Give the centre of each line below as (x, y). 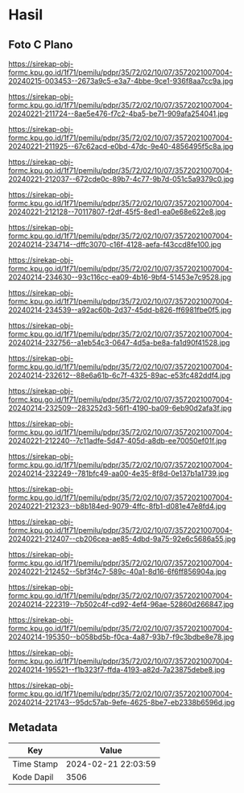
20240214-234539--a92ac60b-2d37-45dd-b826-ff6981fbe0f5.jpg (120, 310)
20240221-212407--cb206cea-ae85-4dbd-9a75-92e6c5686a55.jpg (122, 539)
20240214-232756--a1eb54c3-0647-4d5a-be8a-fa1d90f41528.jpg (119, 343)
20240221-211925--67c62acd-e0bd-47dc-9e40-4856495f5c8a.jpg (121, 146)
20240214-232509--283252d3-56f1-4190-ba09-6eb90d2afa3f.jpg (120, 408)
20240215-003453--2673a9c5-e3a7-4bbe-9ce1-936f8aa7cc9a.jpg (121, 81)
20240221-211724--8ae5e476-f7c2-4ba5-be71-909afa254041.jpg (118, 114)
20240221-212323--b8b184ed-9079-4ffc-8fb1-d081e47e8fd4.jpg (118, 506)
